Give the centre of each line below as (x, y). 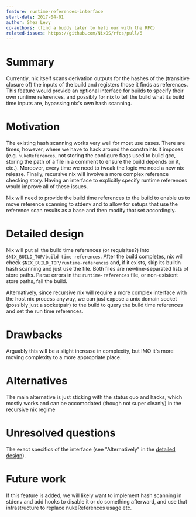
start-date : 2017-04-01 (35, 17)
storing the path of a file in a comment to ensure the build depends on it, (93, 162)
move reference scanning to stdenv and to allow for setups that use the (92, 204)
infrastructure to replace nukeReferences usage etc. (69, 508)
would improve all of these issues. (47, 187)
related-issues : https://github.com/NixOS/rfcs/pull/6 (74, 33)
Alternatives (37, 381)
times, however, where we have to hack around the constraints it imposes (94, 149)
